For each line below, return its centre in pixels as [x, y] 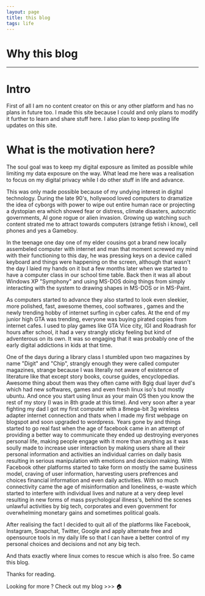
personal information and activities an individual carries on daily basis [94, 454]
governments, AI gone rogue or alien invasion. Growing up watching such [99, 218]
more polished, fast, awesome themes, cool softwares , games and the [95, 307]
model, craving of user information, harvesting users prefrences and [92, 474]
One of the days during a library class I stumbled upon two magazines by [98, 357]
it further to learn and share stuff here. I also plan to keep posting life [93, 119]
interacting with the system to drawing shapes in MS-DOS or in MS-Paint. [99, 288]
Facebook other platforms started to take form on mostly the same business [102, 467]
